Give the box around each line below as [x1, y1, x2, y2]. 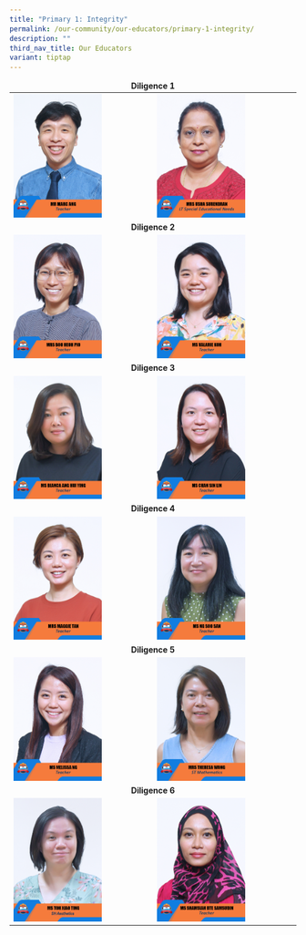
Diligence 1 [130, 80, 176, 91]
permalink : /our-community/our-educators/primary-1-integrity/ [9, 24, 255, 34]
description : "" [9, 34, 71, 43]
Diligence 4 [130, 503, 176, 514]
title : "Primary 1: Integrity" [9, 15, 128, 24]
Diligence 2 [130, 221, 176, 232]
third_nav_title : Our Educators [9, 44, 132, 53]
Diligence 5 [130, 643, 176, 655]
